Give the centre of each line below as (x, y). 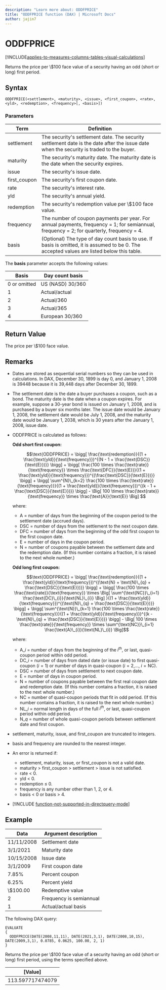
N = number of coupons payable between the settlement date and (87, 547)
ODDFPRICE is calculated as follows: (50, 435)
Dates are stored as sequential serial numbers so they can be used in (83, 374)
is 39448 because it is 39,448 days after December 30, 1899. (75, 384)
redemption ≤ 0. (36, 784)
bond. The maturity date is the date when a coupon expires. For (77, 399)
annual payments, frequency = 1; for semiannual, (98, 225)
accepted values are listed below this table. (91, 251)
